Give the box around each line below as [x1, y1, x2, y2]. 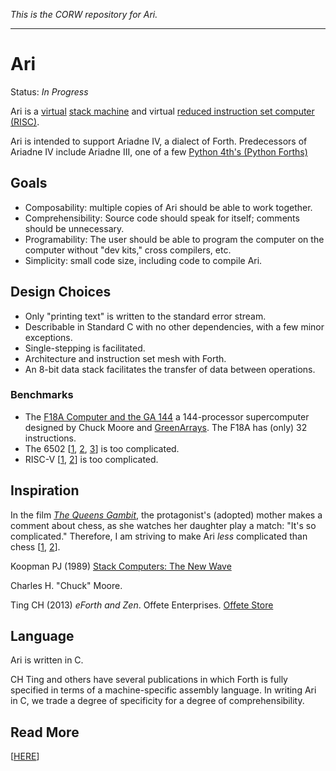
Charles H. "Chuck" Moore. [10, 579, 123, 591]
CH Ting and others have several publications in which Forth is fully [10, 674, 288, 686]
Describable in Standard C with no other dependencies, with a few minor [24, 320, 325, 333]
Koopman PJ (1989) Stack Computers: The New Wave [10, 560, 232, 572]
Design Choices [10, 284, 112, 301]
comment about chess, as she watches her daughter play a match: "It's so [10, 519, 317, 531]
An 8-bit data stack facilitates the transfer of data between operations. [24, 363, 316, 375]
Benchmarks [10, 388, 74, 402]
